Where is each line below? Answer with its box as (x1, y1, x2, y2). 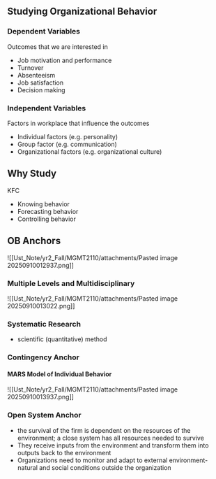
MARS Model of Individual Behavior (7, 370, 112, 378)
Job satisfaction (17, 78, 64, 87)
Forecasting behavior (17, 207, 79, 215)
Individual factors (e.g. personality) (17, 132, 118, 141)
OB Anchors (7, 235, 61, 247)
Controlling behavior (17, 215, 77, 223)
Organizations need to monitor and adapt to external (17, 456, 168, 464)
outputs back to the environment (17, 448, 111, 457)
